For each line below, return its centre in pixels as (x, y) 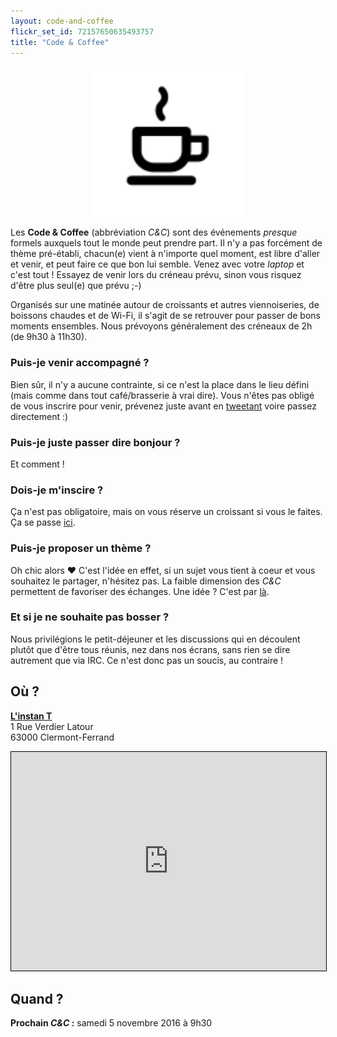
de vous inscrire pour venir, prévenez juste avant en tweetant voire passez (163, 406)
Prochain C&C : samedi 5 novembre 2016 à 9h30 (111, 1023)
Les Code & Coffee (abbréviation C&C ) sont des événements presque (154, 232)
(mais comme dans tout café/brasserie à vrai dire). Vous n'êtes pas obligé (162, 395)
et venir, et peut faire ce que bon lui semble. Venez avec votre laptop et (157, 264)
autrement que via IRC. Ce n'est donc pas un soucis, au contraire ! (147, 660)
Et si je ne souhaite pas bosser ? (90, 617)
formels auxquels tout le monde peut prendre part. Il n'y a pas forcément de (166, 243)
